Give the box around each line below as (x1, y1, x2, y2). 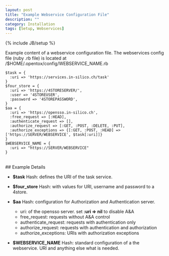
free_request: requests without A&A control (20, 214, 110, 220)
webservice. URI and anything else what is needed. (12, 245, 120, 251)
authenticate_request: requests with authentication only (20, 219, 136, 225)
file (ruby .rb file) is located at (5, 55, 67, 61)
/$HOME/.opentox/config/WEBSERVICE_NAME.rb (5, 61, 108, 67)
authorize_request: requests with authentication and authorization (20, 225, 157, 231)
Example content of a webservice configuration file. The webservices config (5, 50, 164, 56)
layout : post (5, 7, 33, 13)
